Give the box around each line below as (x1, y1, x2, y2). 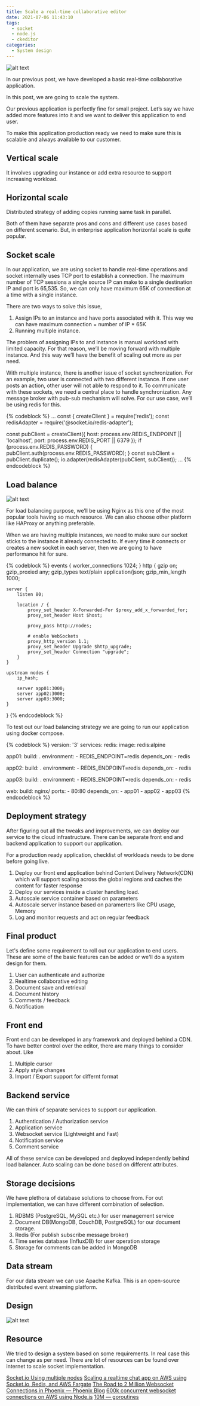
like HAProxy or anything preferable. (6, 520, 96, 526)
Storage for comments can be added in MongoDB (14, 1244, 137, 1251)
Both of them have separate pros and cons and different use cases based (6, 220, 187, 227)
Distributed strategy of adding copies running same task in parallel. (6, 209, 171, 216)
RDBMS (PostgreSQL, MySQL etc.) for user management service (14, 1212, 174, 1220)
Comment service (14, 1143, 59, 1150)
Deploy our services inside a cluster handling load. (14, 888, 140, 895)
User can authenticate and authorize (14, 971, 105, 978)
